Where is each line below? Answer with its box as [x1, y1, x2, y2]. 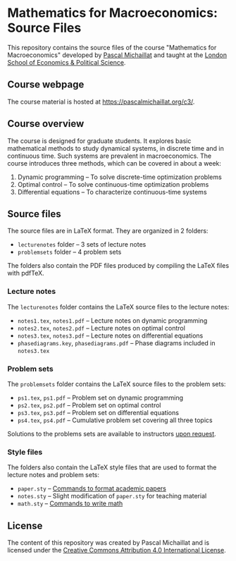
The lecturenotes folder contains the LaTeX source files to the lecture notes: [7, 302, 230, 311]
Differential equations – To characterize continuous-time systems [17, 187, 207, 196]
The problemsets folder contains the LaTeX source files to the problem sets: [7, 379, 226, 388]
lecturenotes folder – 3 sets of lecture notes [17, 240, 147, 249]
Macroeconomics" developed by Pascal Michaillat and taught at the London [7, 51, 228, 59]
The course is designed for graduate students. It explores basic [7, 136, 192, 145]
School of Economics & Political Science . [7, 58, 126, 66]
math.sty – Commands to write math [17, 499, 123, 508]
